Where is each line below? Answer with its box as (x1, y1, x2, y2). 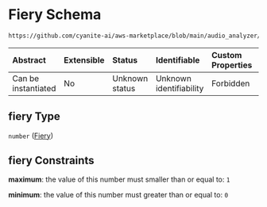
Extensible (63, 54, 105, 65)
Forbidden (211, 78, 250, 89)
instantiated (12, 82, 56, 94)
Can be (12, 73, 40, 84)
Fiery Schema (8, 6, 102, 24)
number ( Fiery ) (8, 131, 54, 140)
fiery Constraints (8, 154, 95, 167)
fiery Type (8, 109, 61, 124)
